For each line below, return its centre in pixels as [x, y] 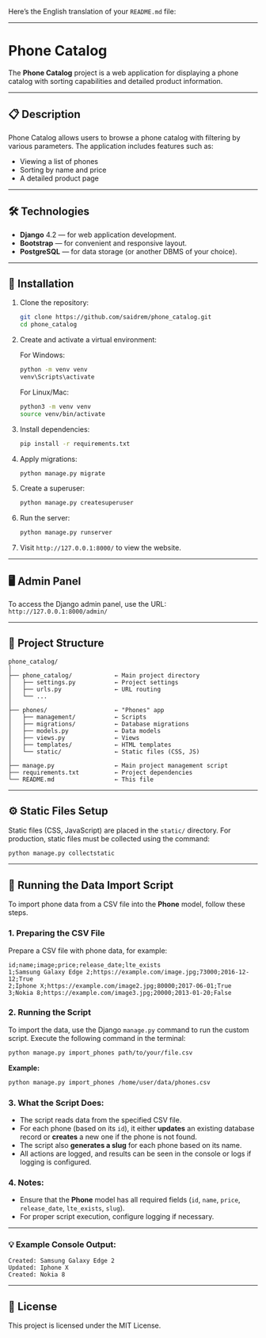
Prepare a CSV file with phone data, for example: [88, 951]
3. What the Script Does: [56, 1103]
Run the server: [45, 518]
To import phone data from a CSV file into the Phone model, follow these [127, 904]
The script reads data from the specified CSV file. [101, 1119]
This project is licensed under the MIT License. [85, 1325]
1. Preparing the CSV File [57, 933]
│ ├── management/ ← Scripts [78, 717]
